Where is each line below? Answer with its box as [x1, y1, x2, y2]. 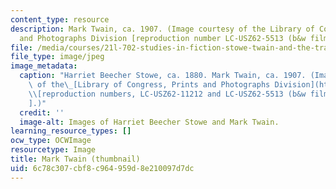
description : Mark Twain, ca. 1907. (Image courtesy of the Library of [10, 24, 315, 34]
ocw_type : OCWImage [10, 136, 92, 146]
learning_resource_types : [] [10, 126, 132, 136]
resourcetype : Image [10, 145, 97, 155]
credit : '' [19, 107, 65, 118]
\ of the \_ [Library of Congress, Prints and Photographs [28, 80, 271, 90]
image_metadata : [10, 61, 78, 71]
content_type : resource [10, 14, 110, 25]
